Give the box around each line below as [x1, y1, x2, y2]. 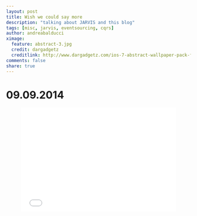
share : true [6, 63, 35, 69]
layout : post [6, 8, 38, 15]
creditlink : [11, 52, 41, 58]
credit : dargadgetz [11, 47, 59, 53]
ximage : [6, 36, 25, 42]
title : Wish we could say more [6, 14, 83, 20]
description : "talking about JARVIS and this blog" [6, 19, 135, 25]
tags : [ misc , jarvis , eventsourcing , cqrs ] [6, 25, 114, 31]
